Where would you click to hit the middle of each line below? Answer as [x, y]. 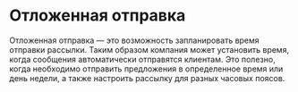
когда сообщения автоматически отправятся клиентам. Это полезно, [142, 59]
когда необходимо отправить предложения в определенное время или [146, 69]
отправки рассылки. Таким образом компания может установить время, [149, 49]
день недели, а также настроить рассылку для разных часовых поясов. [147, 78]
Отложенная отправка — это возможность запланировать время [134, 40]
